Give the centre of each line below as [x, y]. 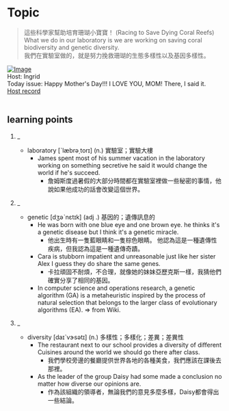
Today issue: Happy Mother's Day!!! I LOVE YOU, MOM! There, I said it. [107, 83]
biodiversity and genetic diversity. [71, 47]
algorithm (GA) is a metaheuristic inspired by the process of [121, 295]
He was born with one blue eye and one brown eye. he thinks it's [129, 224]
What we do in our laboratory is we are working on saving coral [113, 40]
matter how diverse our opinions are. [89, 384]
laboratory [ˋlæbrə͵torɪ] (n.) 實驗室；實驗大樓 [90, 150]
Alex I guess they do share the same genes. [99, 263]
